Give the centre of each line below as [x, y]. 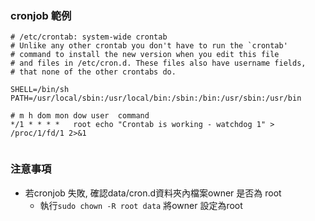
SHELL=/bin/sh [40, 90]
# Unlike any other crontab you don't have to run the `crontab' [149, 46]
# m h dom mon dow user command [80, 116]
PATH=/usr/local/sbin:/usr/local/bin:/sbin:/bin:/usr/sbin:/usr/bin [156, 98]
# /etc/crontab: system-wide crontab [89, 37]
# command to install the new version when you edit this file [145, 55]
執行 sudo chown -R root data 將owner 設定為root [141, 205]
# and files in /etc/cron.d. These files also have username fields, [158, 63]
